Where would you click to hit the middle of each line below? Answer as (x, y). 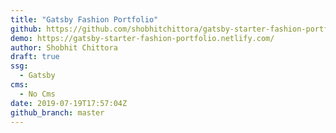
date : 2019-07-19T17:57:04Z (69, 103)
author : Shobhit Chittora (64, 47)
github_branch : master (57, 112)
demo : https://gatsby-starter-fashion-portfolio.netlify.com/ (142, 38)
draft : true (35, 57)
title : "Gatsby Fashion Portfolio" (84, 19)
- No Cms (37, 94)
